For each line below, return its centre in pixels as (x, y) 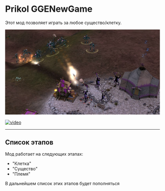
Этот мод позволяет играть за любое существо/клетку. (63, 23)
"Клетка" (22, 164)
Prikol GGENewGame (49, 9)
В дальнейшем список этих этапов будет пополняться (62, 184)
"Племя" (21, 174)
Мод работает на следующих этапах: (44, 154)
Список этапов (29, 142)
